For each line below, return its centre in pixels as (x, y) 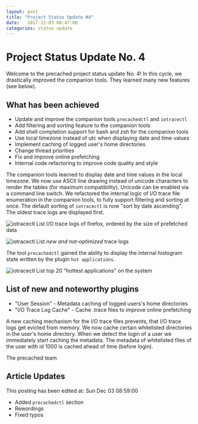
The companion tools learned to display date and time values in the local (94, 174)
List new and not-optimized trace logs (82, 241)
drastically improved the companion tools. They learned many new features (98, 80)
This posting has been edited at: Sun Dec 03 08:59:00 (72, 390)
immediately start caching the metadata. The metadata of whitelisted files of (99, 340)
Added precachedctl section (49, 402)
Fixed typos (29, 415)
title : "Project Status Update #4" (50, 17)
